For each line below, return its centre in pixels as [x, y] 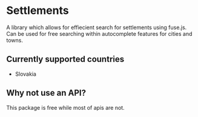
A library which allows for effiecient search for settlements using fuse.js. [97, 27]
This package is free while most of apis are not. [66, 107]
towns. [15, 40]
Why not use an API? [46, 93]
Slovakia [25, 74]
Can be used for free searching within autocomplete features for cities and [99, 33]
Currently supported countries [65, 59]
